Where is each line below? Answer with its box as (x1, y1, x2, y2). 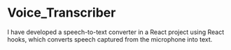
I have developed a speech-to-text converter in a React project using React (7, 28, 225, 36)
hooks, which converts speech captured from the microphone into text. (7, 35, 213, 43)
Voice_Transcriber (7, 5, 116, 21)
